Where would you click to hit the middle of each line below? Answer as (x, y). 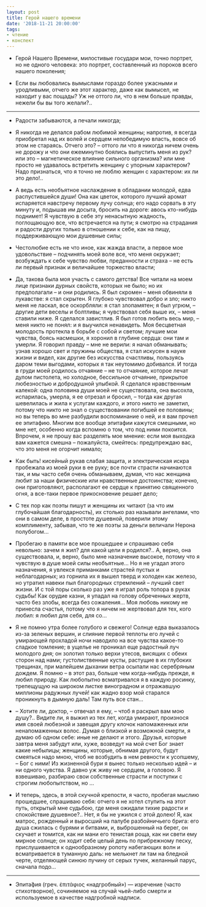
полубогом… (32, 532)
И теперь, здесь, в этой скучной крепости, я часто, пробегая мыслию (107, 795)
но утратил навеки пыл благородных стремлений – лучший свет (100, 583)
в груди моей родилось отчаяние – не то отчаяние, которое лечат (102, 370)
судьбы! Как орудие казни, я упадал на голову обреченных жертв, (103, 596)
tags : (13, 29)
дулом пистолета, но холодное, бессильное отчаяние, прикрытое (101, 377)
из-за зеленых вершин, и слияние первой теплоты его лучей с (97, 634)
